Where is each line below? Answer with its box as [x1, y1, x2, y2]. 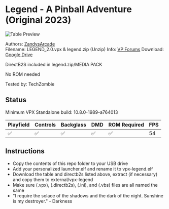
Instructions [5, 147, 45, 155]
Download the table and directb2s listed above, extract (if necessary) [12, 171, 158, 177]
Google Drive [5, 52, 33, 58]
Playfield [8, 121, 30, 128]
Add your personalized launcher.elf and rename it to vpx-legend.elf [12, 165, 153, 172]
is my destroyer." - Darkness [12, 198, 73, 204]
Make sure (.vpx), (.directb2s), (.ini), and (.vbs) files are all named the [12, 182, 158, 188]
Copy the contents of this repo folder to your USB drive [12, 160, 128, 166]
